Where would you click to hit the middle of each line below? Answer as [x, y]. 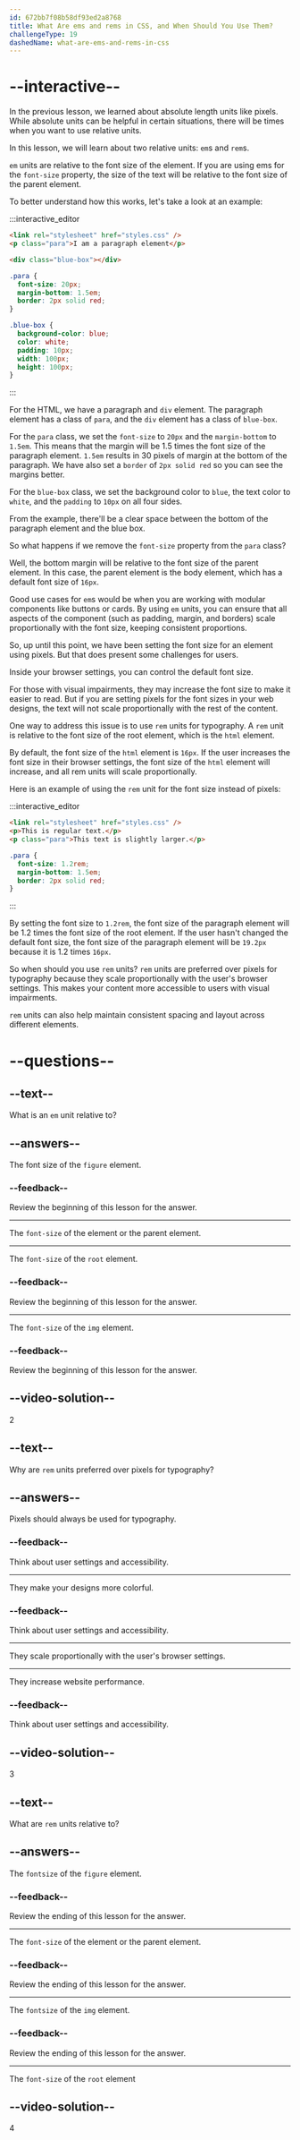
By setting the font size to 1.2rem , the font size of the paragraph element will [150, 924]
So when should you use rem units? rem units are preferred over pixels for [143, 969]
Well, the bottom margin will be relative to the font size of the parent [134, 563]
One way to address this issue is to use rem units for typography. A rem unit [146, 726]
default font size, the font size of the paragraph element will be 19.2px [138, 942]
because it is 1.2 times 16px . [60, 952]
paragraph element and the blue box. [77, 528]
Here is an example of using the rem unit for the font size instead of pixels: [145, 789]
